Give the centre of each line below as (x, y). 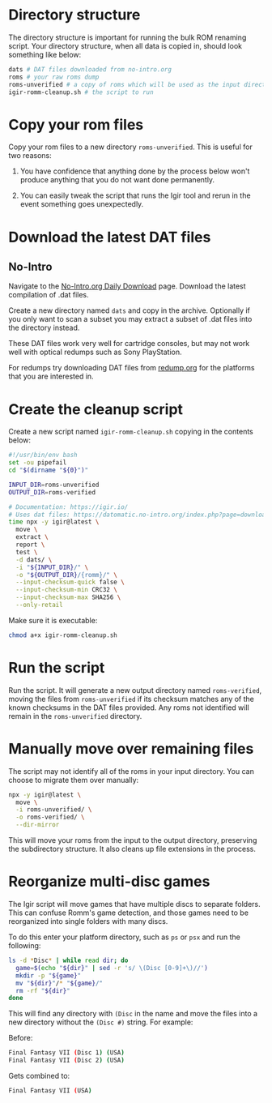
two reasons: (30, 156)
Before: (21, 1038)
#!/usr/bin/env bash (43, 455)
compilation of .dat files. (49, 295)
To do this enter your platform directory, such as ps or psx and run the (124, 937)
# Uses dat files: (39, 515)
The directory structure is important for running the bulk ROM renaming (127, 37)
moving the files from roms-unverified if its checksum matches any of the (132, 699)
